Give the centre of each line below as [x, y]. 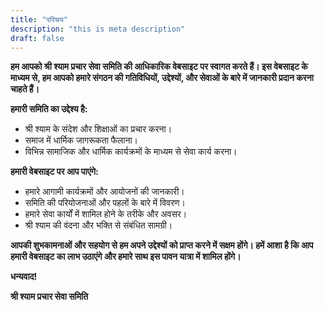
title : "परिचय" [39, 19]
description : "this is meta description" [98, 29]
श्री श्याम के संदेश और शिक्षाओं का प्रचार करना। [98, 129]
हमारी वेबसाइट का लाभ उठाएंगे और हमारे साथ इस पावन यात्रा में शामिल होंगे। [126, 257]
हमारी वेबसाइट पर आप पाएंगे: [54, 172]
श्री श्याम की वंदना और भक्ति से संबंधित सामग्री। [98, 225]
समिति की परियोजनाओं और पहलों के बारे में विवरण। [105, 203]
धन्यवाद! [24, 277]
